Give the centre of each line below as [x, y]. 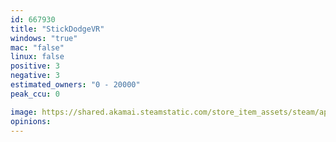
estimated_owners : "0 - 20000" [75, 85]
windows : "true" [44, 38]
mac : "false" [37, 47]
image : [24, 112]
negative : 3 [35, 76]
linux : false [37, 57]
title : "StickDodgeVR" [57, 29]
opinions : [31, 121]
